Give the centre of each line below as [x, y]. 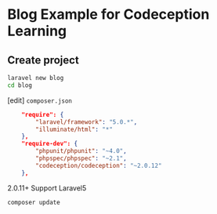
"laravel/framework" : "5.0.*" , [87, 122]
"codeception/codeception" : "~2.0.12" [99, 165]
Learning [37, 31]
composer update [34, 202]
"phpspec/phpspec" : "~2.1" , [81, 158]
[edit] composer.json [40, 100]
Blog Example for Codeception [108, 15]
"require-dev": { [50, 144]
